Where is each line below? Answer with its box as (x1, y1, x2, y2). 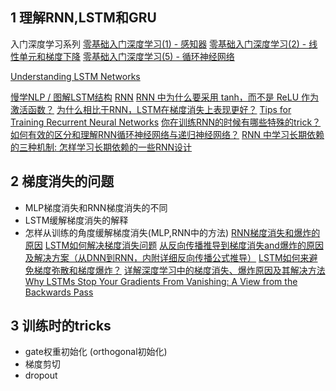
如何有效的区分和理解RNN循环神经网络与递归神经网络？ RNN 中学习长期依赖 (10, 128, 325, 140)
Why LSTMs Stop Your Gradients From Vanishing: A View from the (24, 275, 298, 287)
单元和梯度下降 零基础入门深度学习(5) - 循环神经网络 (18, 50, 235, 62)
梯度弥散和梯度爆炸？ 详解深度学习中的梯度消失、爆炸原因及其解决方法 (33, 264, 326, 276)
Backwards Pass (24, 286, 94, 298)
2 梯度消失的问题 (10, 173, 115, 190)
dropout (24, 369, 58, 382)
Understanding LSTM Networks (10, 70, 141, 82)
